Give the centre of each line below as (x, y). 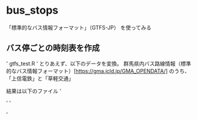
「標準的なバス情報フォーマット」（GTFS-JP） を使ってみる (79, 27)
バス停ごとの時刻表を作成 (53, 48)
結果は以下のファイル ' (34, 91)
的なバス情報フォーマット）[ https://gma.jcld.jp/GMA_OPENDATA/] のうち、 (98, 71)
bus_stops (32, 10)
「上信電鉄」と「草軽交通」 (40, 78)
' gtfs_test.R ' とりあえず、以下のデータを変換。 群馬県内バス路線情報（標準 (99, 64)
